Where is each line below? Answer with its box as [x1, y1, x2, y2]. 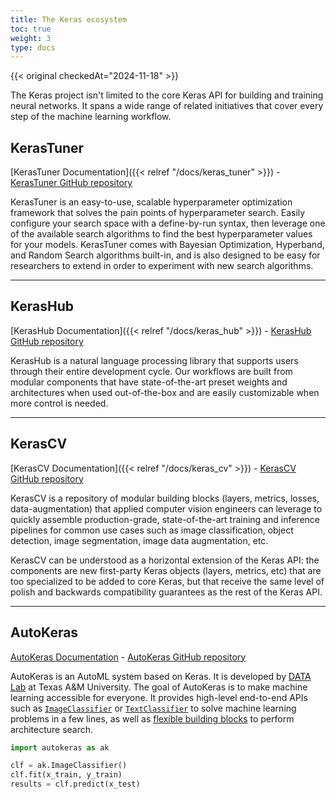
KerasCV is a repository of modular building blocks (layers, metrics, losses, [10, 492, 320, 504]
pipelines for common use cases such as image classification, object [10, 524, 294, 536]
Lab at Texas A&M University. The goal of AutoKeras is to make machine [10, 681, 308, 693]
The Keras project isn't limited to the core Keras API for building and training [10, 89, 324, 101]
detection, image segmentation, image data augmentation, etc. [10, 534, 269, 546]
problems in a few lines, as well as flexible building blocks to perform [10, 712, 295, 725]
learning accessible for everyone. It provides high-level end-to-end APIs [10, 691, 308, 703]
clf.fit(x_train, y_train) [10, 770, 123, 780]
